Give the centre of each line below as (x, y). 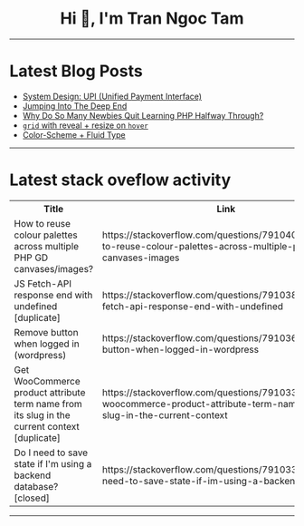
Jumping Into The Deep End (75, 106)
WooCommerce (47, 381)
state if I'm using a (53, 463)
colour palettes (46, 235)
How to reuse (42, 223)
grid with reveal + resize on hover (85, 125)
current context (47, 426)
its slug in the (42, 414)
